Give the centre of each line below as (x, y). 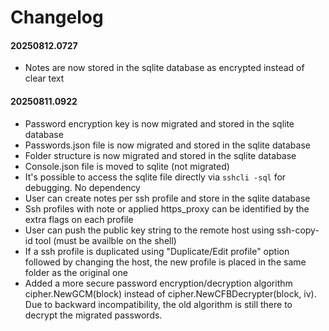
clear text (44, 78)
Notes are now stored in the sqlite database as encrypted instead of (164, 68)
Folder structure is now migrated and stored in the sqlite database (160, 155)
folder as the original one (76, 272)
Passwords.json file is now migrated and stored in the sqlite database (167, 145)
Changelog (57, 17)
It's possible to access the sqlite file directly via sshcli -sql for (155, 177)
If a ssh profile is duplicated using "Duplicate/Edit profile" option (157, 251)
